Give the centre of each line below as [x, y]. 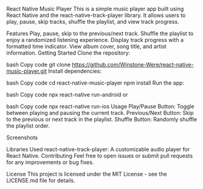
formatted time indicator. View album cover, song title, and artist [87, 46]
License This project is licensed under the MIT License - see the [87, 174]
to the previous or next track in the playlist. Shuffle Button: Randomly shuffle [102, 119]
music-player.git [27, 71]
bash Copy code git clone [39, 64]
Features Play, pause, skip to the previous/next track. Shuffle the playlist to [100, 33]
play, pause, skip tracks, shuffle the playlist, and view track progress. [93, 22]
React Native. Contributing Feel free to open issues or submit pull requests [100, 156]
